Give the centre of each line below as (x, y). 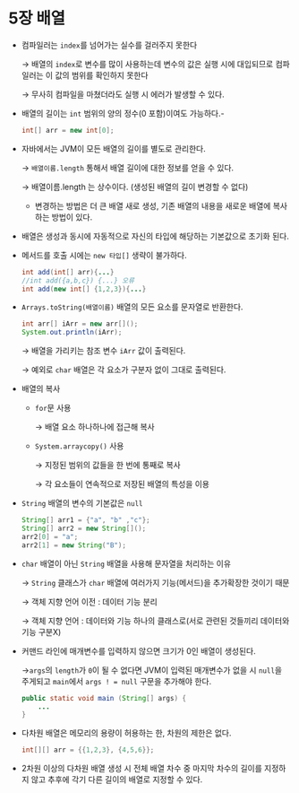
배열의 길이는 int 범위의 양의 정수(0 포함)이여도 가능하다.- (123, 113)
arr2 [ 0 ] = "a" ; (50, 536)
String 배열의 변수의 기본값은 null (82, 503)
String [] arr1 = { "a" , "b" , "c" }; (86, 520)
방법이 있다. (72, 217)
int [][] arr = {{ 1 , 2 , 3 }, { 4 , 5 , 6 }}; (88, 750)
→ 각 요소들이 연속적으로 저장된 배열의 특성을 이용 (122, 484)
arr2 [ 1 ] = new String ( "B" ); (74, 545)
